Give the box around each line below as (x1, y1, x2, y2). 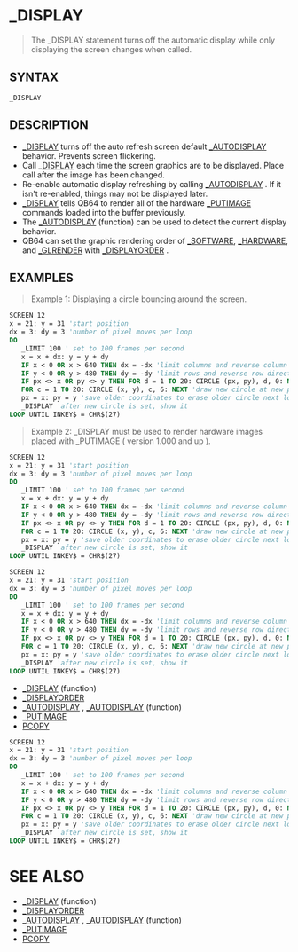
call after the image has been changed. (21, 169, 166, 180)
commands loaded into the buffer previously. (21, 207, 186, 217)
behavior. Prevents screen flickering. (21, 150, 157, 161)
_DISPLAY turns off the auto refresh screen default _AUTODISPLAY (21, 141, 267, 152)
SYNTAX (9, 70, 59, 85)
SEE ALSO (9, 867, 85, 887)
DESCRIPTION (9, 117, 89, 133)
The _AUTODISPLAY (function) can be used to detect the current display (21, 216, 287, 227)
